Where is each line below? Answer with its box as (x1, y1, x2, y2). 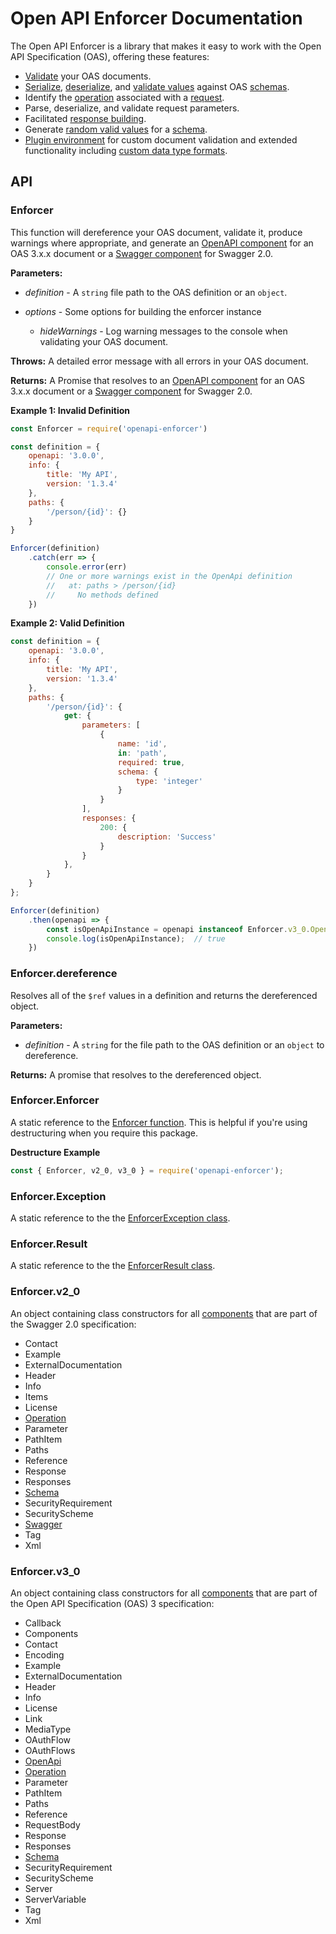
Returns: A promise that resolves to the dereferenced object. (10, 1068, 262, 1081)
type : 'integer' (135, 776, 203, 786)
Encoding (24, 1648, 65, 1661)
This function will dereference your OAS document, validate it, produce (10, 226, 303, 238)
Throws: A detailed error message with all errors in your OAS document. (10, 355, 309, 367)
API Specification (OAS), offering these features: (10, 50, 210, 62)
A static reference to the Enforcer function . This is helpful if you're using (10, 1116, 308, 1128)
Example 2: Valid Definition (10, 617, 125, 629)
